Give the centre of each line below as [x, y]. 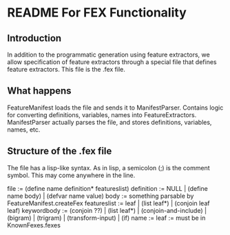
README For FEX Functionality [97, 13]
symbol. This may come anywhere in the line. [71, 175]
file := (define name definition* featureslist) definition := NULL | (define [107, 188]
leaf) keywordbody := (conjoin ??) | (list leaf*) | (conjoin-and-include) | [107, 210]
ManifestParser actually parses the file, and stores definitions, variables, [109, 122]
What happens [39, 91]
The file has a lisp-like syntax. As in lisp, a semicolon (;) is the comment [108, 167]
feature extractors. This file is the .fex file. [66, 69]
